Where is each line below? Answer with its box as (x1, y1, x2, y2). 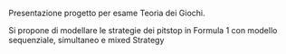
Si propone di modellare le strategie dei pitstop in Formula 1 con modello (8, 25, 278, 35)
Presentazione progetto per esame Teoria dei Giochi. (8, 8, 205, 18)
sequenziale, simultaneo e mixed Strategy (8, 35, 165, 45)
